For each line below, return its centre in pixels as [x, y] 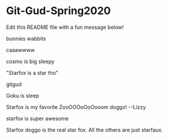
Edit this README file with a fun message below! [65, 27]
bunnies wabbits [26, 38]
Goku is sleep [23, 95]
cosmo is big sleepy [30, 61]
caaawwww [21, 50]
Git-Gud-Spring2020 [58, 11]
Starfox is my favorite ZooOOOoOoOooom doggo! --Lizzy [76, 107]
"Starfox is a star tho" [32, 72]
